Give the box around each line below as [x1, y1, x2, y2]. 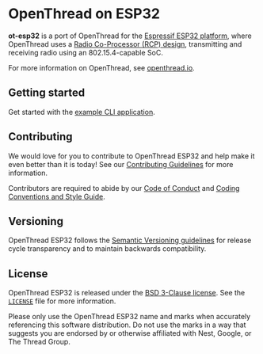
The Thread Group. [8, 337, 71, 347]
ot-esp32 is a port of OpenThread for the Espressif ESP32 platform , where [8, 31, 252, 40]
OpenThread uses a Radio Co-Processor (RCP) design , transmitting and [8, 39, 242, 48]
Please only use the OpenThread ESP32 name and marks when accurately [8, 312, 251, 322]
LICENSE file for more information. [8, 296, 116, 306]
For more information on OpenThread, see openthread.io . [8, 63, 196, 72]
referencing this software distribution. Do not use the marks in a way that [8, 320, 246, 329]
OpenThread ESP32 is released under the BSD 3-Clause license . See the [8, 288, 246, 298]
